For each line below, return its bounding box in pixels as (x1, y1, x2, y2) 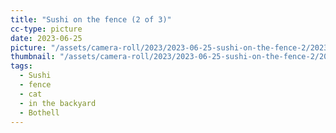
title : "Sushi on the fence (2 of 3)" (10, 14, 172, 25)
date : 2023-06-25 (10, 33, 83, 43)
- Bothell (19, 107, 60, 118)
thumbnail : (10, 52, 56, 62)
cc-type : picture (10, 24, 83, 34)
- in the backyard (19, 98, 97, 108)
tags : (10, 61, 33, 71)
